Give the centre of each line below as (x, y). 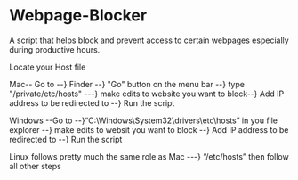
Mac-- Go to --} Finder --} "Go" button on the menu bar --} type (127, 84)
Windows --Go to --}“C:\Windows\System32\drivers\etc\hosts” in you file (144, 120)
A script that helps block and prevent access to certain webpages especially (149, 40)
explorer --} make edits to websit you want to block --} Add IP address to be (149, 129)
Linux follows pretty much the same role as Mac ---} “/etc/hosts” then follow (149, 156)
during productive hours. (55, 49)
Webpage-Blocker (78, 16)
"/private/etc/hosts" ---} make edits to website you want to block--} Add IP (147, 94)
